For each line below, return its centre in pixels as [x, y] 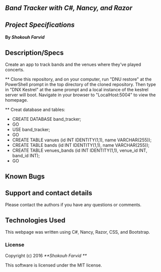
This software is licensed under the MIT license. [54, 265]
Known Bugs [25, 176]
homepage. [17, 100]
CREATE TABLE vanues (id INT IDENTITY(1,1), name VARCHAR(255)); [82, 140]
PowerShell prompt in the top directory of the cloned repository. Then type [80, 84]
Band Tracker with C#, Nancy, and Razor [69, 8]
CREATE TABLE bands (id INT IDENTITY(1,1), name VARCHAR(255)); [81, 145]
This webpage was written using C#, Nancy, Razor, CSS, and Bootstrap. [78, 232]
